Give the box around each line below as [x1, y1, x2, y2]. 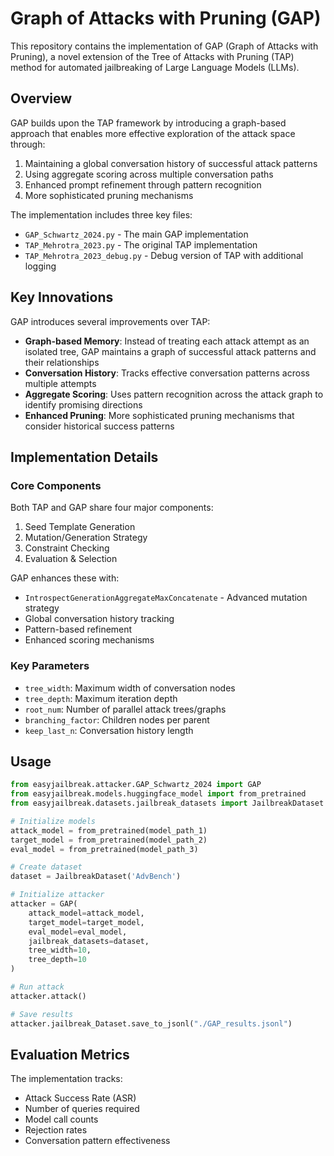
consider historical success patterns [24, 420, 175, 432]
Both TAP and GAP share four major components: [10, 502, 214, 514]
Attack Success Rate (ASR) [24, 1092, 137, 1104]
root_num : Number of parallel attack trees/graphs [24, 703, 227, 715]
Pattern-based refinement [24, 623, 133, 636]
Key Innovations [10, 289, 114, 306]
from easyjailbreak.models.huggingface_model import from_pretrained [10, 789, 307, 799]
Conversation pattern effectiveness [24, 1135, 171, 1147]
